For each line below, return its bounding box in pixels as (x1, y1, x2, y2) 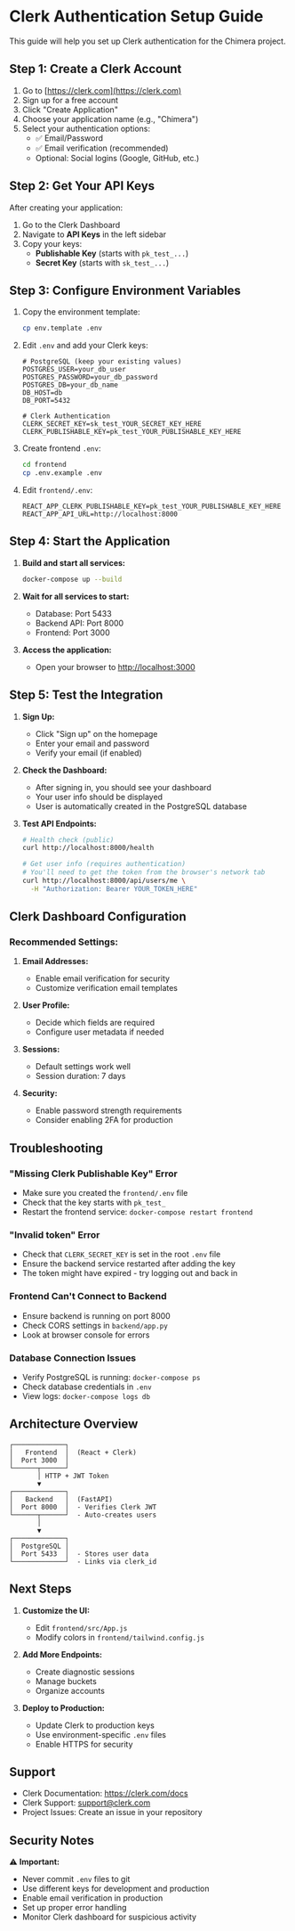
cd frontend (21, 461, 67, 470)
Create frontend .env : (21, 443, 101, 454)
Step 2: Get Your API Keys (9, 178, 155, 193)
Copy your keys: (21, 238, 83, 249)
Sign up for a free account (21, 94, 118, 105)
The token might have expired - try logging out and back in (21, 1268, 238, 1279)
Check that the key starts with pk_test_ (21, 1197, 166, 1208)
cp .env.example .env (21, 469, 102, 478)
